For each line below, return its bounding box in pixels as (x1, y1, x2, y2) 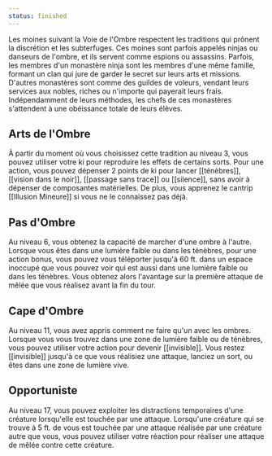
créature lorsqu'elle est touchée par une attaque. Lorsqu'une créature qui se (8, 414, 265, 423)
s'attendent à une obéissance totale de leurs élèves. (8, 103, 183, 113)
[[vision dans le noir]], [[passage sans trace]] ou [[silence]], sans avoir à (8, 174, 250, 184)
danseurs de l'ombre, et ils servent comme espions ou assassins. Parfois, (8, 51, 254, 61)
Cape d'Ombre (8, 304, 84, 318)
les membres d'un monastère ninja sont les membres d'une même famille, (8, 60, 256, 70)
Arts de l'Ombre (8, 127, 91, 141)
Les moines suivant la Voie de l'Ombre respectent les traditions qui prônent (8, 34, 260, 44)
